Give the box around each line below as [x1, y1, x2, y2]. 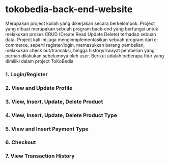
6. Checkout [5, 139, 36, 146]
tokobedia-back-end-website [5, 4, 133, 15]
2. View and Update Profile [5, 84, 73, 91]
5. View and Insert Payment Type [5, 125, 89, 133]
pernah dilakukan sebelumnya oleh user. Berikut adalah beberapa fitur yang [5, 52, 164, 59]
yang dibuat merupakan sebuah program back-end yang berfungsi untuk [5, 25, 159, 31]
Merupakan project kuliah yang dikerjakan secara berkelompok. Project [5, 20, 155, 26]
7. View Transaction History [5, 152, 75, 159]
